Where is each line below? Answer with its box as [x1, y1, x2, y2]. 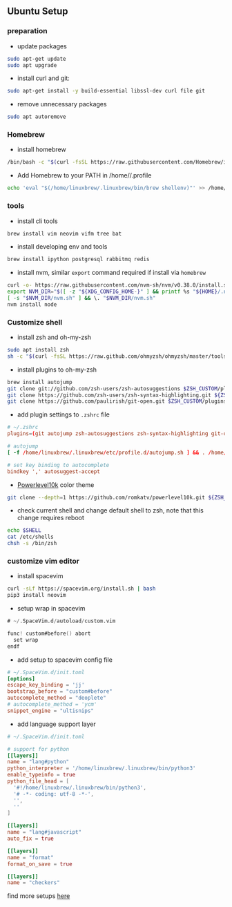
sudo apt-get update [7, 55, 67, 62]
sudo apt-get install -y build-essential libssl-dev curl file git [7, 88, 206, 95]
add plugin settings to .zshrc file [17, 410, 110, 419]
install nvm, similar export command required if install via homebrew [17, 269, 206, 277]
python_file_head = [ [7, 778, 70, 785]
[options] [7, 675, 36, 682]
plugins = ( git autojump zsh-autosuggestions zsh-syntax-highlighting [7, 430, 209, 437]
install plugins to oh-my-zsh [17, 365, 97, 374]
